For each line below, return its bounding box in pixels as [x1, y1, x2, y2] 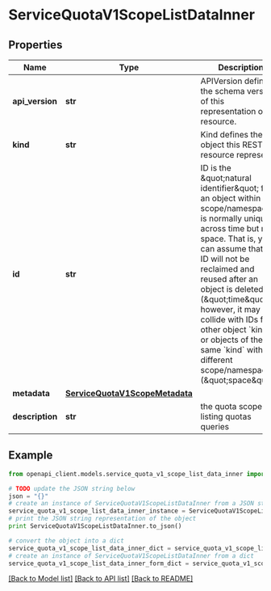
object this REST [200, 139, 264, 150]
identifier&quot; [200, 183, 260, 193]
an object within [200, 192, 261, 204]
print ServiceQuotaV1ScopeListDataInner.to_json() [8, 522, 182, 530]
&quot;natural [200, 172, 252, 184]
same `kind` [200, 344, 245, 355]
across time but [200, 223, 260, 234]
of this [200, 95, 224, 107]
